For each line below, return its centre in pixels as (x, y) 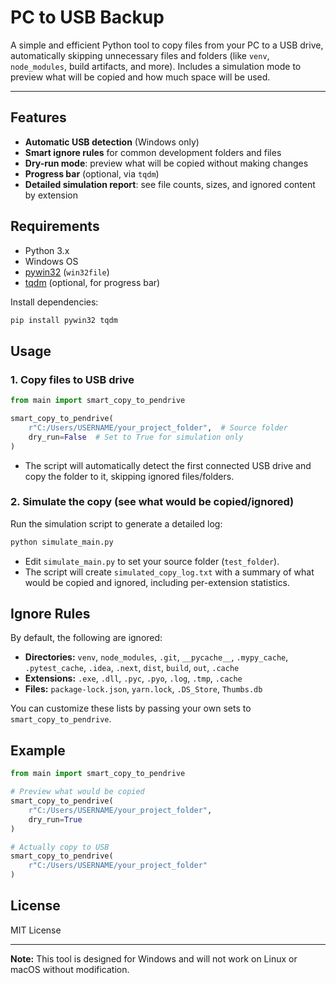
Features (38, 117)
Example (38, 750)
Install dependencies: (54, 302)
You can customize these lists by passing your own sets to (131, 708)
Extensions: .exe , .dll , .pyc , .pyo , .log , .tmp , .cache (133, 678)
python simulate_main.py (62, 542)
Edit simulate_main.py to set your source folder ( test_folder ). (152, 561)
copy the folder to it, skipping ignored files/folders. (129, 476)
